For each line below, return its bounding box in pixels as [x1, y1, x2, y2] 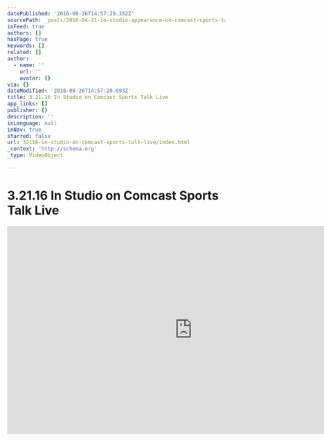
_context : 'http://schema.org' [7, 146, 98, 152]
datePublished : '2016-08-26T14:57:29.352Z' [7, 10, 135, 17]
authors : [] [7, 29, 42, 37]
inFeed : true [7, 23, 45, 30]
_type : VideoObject [7, 152, 64, 159]
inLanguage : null [7, 119, 57, 127]
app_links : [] [7, 100, 48, 107]
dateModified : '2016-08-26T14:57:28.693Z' [7, 87, 132, 94]
